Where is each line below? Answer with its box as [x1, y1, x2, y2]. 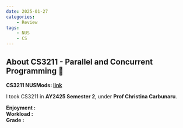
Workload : [6, 110, 33, 117]
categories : [6, 14, 35, 20]
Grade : [6, 116, 24, 123]
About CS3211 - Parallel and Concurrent [6, 57, 153, 67]
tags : [6, 24, 19, 31]
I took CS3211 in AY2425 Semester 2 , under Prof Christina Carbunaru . [6, 93, 178, 99]
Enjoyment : [6, 104, 36, 111]
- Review [16, 19, 38, 25]
